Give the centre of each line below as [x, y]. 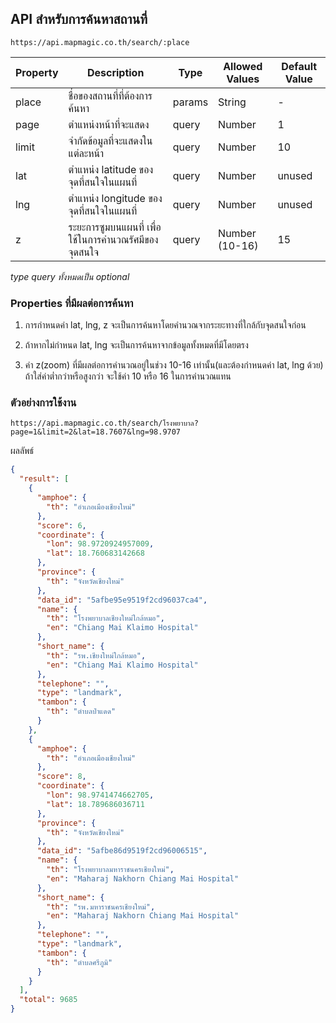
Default [299, 66]
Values [243, 79]
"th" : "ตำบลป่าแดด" [81, 712]
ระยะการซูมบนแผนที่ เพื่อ [115, 227]
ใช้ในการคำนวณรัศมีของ [113, 239]
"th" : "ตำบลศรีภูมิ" [79, 962]
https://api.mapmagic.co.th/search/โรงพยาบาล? [104, 423]
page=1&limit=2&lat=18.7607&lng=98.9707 [96, 432]
